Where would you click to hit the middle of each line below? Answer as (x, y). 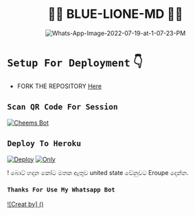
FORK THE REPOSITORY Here (59, 86)
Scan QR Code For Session (62, 107)
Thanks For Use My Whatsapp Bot (61, 190)
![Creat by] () (25, 204)
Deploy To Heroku (44, 144)
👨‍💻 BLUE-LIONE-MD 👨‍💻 (115, 14)
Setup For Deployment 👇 (75, 62)
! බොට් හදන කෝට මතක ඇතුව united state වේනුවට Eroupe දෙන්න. (98, 172)
